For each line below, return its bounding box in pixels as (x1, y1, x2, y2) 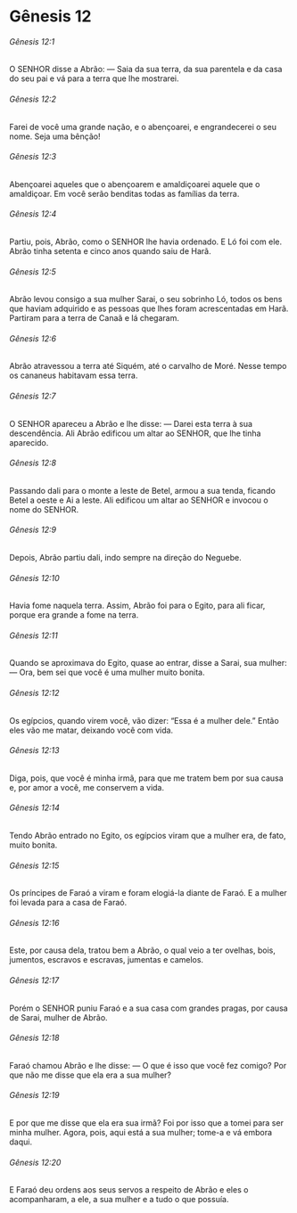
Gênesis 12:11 (9, 630, 58, 641)
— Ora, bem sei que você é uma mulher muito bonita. (9, 667, 205, 678)
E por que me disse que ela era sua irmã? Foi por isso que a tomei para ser (9, 1118, 284, 1128)
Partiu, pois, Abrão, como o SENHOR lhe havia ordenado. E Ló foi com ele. (9, 236, 283, 247)
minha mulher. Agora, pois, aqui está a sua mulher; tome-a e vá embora (9, 1127, 273, 1138)
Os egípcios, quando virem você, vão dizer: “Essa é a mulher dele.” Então (9, 715, 279, 725)
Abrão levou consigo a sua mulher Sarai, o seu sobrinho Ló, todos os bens (9, 294, 283, 305)
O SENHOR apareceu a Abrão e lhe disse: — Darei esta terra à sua (9, 418, 252, 429)
